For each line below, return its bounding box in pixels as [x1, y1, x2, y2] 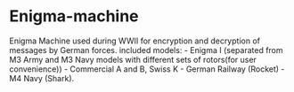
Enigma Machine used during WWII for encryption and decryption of [9, 35, 261, 46]
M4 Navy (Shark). [9, 73, 75, 83]
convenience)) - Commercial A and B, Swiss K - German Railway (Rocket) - [9, 64, 285, 74]
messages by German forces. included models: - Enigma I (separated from [9, 44, 283, 55]
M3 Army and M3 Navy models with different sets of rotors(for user [9, 54, 257, 65]
